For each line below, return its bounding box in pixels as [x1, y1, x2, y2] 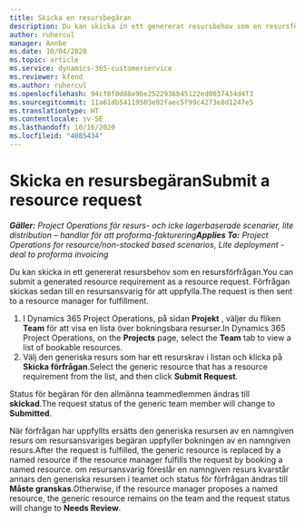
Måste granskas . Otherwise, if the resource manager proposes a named [9, 483, 279, 494]
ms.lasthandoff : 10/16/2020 [9, 123, 116, 133]
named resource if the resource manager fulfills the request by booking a [9, 454, 283, 465]
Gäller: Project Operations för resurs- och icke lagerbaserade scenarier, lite [9, 220, 294, 231]
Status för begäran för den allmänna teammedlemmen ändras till [9, 388, 251, 399]
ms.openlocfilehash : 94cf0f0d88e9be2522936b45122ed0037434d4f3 [9, 89, 254, 98]
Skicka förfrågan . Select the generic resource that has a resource [22, 360, 268, 372]
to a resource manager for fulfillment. [9, 295, 150, 306]
